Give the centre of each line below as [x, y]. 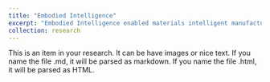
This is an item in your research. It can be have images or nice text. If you [129, 53]
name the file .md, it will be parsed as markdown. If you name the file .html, [133, 61]
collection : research [45, 30]
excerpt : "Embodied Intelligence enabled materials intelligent [118, 23]
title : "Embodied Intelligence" [62, 16]
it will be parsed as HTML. [51, 70]
